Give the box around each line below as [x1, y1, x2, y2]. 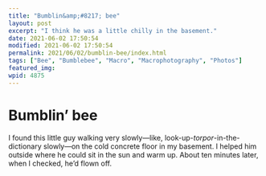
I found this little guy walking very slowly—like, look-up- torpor [8, 133, 215, 142]
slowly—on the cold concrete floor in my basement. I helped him [43, 141, 257, 151]
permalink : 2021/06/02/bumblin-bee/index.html [8, 49, 167, 57]
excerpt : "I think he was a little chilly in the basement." [8, 27, 218, 35]
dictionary [8, 141, 42, 151]
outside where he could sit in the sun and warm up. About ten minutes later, [8, 149, 259, 159]
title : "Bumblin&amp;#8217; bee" [8, 11, 121, 20]
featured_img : [8, 64, 56, 72]
